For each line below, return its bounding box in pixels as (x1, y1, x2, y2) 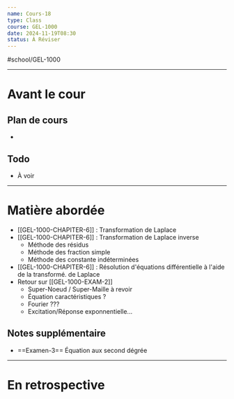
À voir (17, 171, 35, 180)
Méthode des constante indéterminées (27, 255, 139, 263)
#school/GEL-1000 (7, 55, 61, 64)
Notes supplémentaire (7, 328, 107, 340)
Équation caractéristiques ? (27, 292, 107, 300)
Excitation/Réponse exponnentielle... (27, 307, 133, 315)
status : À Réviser (7, 36, 61, 43)
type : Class (7, 17, 42, 24)
